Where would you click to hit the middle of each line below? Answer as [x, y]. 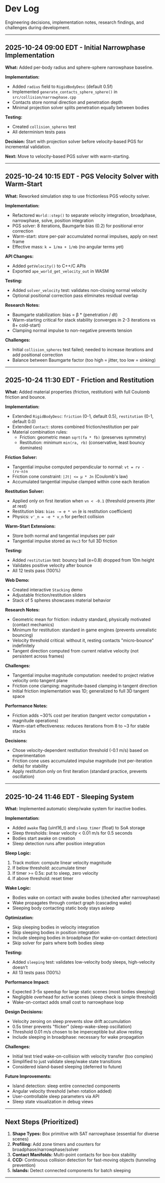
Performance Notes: [26, 706]
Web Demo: [17, 580]
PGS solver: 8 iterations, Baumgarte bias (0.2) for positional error [78, 226]
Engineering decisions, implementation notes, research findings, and [74, 22]
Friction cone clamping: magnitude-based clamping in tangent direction [85, 686]
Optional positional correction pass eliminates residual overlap [75, 295]
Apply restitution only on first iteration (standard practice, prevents [80, 772]
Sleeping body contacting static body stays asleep [63, 908]
